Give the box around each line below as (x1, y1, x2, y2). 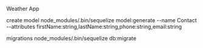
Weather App (6, 5, 40, 12)
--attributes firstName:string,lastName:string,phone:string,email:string (6, 23, 182, 30)
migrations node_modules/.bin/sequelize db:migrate (6, 35, 137, 41)
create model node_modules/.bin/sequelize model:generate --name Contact (6, 17, 197, 23)
